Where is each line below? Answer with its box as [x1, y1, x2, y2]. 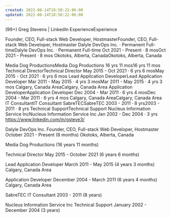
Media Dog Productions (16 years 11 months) [5, 141, 99, 148]
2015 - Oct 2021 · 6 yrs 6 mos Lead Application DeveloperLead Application [5, 73, 162, 79]
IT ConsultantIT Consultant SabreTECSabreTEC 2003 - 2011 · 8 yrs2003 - [5, 100, 160, 106]
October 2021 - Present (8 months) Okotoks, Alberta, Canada [5, 131, 134, 138]
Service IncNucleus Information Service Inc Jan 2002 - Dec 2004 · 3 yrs [5, 111, 158, 117]
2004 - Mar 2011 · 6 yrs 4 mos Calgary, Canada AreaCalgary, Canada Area [5, 95, 162, 101]
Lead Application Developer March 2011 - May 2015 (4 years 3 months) [5, 161, 155, 167]
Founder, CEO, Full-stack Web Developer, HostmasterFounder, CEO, [5, 36, 148, 42]
